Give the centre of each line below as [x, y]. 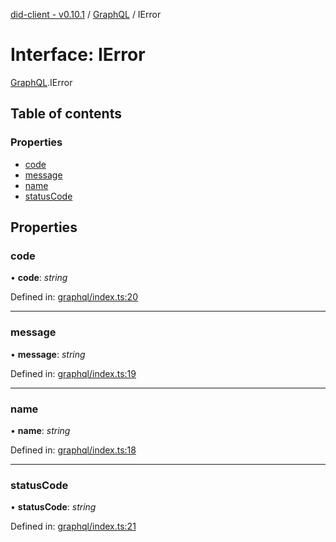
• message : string [48, 354]
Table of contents [66, 114]
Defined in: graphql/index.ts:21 [73, 526]
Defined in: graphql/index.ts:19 [73, 373]
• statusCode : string [53, 507]
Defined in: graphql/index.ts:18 [73, 450]
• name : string [40, 430]
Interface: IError [78, 55]
